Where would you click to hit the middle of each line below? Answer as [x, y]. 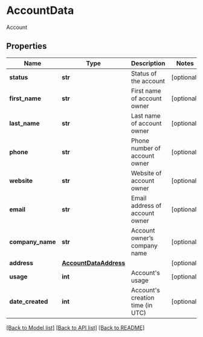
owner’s [142, 238]
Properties [27, 46]
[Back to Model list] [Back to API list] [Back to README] [76, 327]
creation [143, 298]
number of [146, 148]
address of [146, 205]
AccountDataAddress [93, 263]
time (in [142, 305]
